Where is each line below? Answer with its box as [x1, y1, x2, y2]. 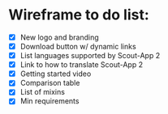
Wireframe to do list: [8, 6, 150, 24]
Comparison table [19, 78, 80, 88]
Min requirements [19, 96, 80, 106]
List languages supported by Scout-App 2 [19, 51, 161, 61]
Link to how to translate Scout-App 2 [19, 60, 144, 70]
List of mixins [19, 87, 65, 97]
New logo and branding [19, 32, 99, 42]
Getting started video [19, 69, 92, 78]
